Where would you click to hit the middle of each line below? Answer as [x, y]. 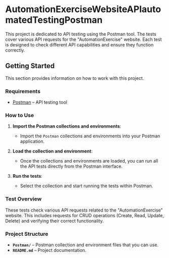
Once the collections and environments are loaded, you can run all [89, 161]
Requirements [23, 91]
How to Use [20, 115]
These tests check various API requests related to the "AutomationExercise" [84, 210]
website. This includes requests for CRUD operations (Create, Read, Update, [85, 215]
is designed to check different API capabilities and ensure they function [79, 44]
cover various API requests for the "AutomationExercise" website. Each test [83, 39]
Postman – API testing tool [40, 102]
